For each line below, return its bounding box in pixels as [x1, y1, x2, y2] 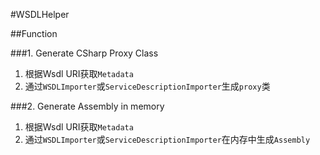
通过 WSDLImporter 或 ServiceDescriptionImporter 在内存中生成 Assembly [24, 134, 311, 145]
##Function [10, 28, 58, 39]
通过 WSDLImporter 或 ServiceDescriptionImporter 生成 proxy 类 [24, 80, 271, 92]
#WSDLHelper [10, 9, 70, 20]
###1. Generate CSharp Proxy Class [10, 47, 159, 59]
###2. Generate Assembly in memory [10, 100, 165, 112]
